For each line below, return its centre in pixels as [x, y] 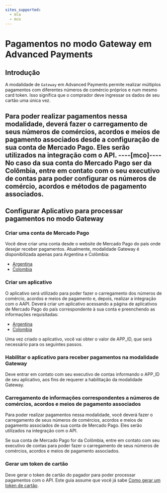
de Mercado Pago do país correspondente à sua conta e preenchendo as [80, 309]
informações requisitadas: [32, 314]
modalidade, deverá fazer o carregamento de [76, 124]
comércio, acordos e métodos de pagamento [76, 186]
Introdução [23, 73]
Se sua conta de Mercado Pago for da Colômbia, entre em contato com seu [83, 440]
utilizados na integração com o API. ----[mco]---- [83, 155]
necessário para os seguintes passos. [44, 344]
